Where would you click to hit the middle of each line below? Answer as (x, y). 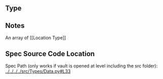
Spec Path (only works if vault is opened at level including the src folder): (81, 66)
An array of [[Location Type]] (36, 38)
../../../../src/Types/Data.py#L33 (38, 71)
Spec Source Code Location (50, 53)
